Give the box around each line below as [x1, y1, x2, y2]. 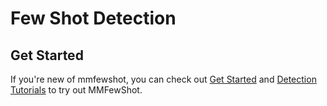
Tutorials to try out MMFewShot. [10, 84, 143, 96]
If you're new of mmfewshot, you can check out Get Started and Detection [10, 73, 317, 85]
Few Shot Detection [10, 7, 177, 30]
